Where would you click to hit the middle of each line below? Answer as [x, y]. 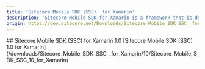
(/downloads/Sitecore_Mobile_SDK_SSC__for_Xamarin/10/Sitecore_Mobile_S [102, 54]
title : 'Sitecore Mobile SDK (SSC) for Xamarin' [71, 12]
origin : [16, 23]
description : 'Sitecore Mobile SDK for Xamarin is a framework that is [99, 18]
